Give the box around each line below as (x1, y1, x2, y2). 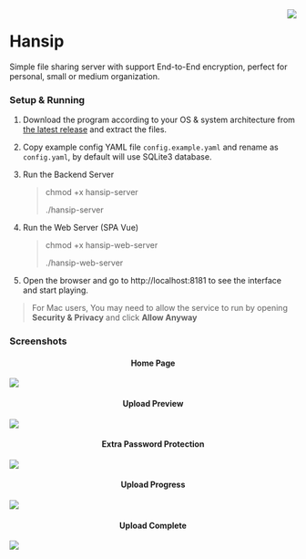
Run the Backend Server (22, 169, 115, 181)
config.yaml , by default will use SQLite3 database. (22, 151, 212, 162)
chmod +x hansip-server (45, 187, 138, 198)
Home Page (130, 357, 176, 368)
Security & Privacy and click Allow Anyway (31, 312, 198, 323)
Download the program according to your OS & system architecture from (22, 114, 296, 126)
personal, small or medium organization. (9, 70, 160, 81)
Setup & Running (9, 93, 85, 106)
